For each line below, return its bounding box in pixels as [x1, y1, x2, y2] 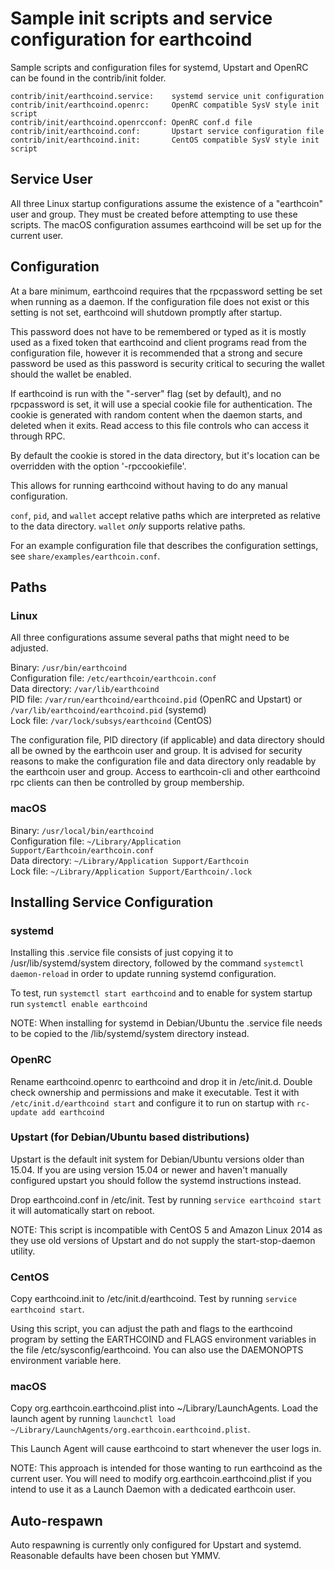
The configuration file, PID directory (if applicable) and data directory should [10, 734, 325, 746]
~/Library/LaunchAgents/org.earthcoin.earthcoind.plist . [10, 1423, 251, 1436]
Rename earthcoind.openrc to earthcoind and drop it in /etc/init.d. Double [10, 1075, 313, 1087]
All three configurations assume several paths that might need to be [10, 632, 290, 644]
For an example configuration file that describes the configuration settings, [10, 539, 319, 551]
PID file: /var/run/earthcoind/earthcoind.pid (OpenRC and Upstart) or [10, 693, 303, 706]
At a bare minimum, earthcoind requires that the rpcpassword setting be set [10, 285, 323, 297]
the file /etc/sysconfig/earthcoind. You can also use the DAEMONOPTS [10, 1344, 304, 1356]
